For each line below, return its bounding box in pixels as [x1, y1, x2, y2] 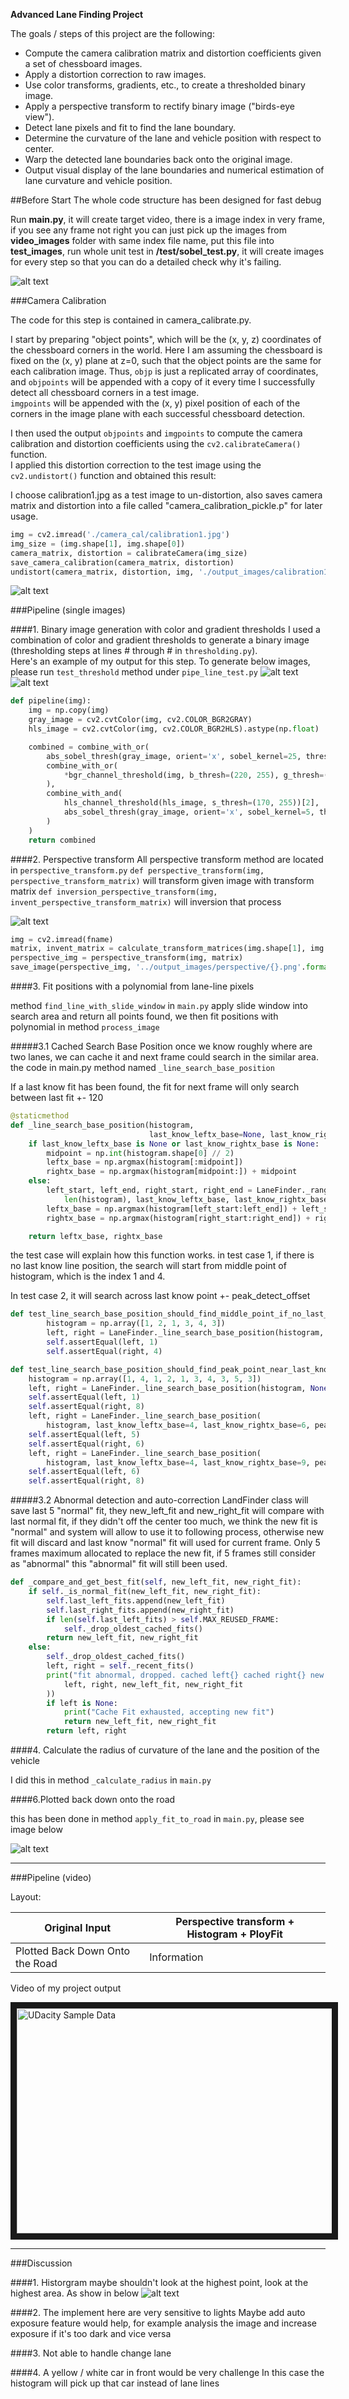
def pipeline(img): [10, 696, 92, 706]
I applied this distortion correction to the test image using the [10, 459, 262, 471]
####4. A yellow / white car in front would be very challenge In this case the [10, 2367, 325, 2378]
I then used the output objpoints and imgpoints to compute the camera [10, 427, 303, 439]
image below [10, 1824, 63, 1835]
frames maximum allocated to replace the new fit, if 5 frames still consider [10, 1547, 317, 1559]
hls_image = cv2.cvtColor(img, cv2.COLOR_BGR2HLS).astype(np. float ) [28, 724, 320, 734]
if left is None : [46, 1698, 118, 1708]
